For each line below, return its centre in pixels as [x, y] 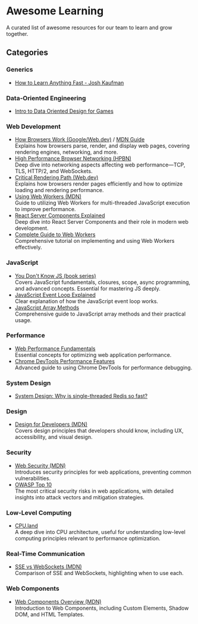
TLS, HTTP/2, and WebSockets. [54, 171]
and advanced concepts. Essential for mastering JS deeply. [87, 288]
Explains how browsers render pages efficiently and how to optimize [99, 184]
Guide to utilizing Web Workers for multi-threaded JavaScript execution [102, 203]
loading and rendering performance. [59, 190]
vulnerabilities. [33, 478]
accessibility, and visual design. [54, 437]
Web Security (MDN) [40, 465]
